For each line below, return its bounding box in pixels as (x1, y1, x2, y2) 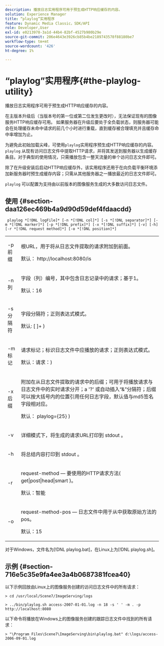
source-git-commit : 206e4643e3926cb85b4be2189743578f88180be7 (5, 35, 134, 40)
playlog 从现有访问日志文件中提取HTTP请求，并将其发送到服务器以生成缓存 (5, 148, 157, 154)
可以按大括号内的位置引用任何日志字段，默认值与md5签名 (20, 393, 154, 400)
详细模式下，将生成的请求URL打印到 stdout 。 (20, 432, 126, 439)
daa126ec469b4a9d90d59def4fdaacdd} (5, 205, 132, 213)
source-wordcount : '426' (5, 44, 56, 49)
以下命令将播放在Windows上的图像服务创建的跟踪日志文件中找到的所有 (5, 616, 148, 622)
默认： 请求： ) (20, 359, 53, 366)
